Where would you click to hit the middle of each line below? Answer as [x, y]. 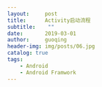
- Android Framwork [48, 72]
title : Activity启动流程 [49, 20]
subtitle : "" [31, 27]
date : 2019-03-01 [42, 33]
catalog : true [28, 53]
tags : [15, 60]
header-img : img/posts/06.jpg [51, 46]
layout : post [32, 14]
